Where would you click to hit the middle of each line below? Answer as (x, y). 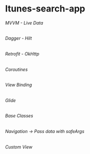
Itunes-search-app (45, 9)
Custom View (19, 147)
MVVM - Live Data (24, 22)
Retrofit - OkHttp (22, 54)
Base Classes (19, 116)
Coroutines (17, 69)
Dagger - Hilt (19, 38)
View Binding (19, 85)
